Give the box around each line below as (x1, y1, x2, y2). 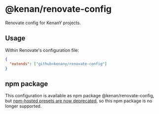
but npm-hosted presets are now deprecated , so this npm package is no (5, 98, 153, 104)
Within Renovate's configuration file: (5, 47, 79, 53)
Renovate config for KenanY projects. (5, 20, 81, 26)
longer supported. (5, 103, 42, 109)
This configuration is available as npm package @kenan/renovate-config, (5, 93, 155, 99)
